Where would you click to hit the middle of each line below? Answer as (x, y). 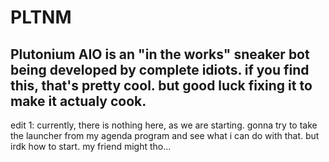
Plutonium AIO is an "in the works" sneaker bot (160, 54)
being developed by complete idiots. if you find (160, 69)
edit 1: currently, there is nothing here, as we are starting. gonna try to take (164, 125)
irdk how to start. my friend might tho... (91, 146)
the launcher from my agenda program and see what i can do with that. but (165, 135)
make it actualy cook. (78, 101)
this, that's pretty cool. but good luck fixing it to (161, 85)
